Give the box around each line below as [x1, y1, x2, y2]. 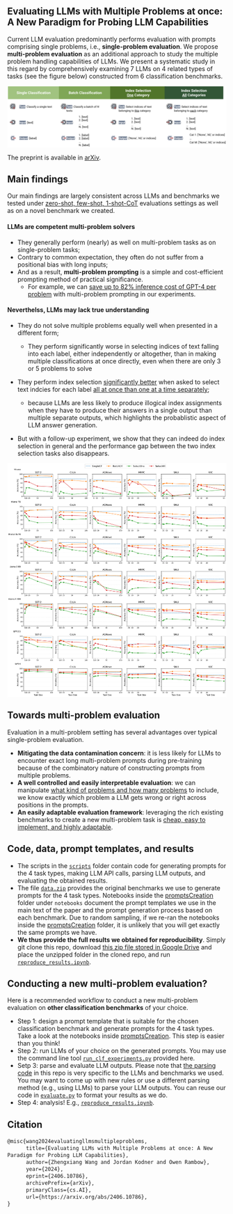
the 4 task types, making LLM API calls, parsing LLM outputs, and [17, 869, 206, 877]
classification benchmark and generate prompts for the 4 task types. [17, 1025, 214, 1033]
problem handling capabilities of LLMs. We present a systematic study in [7, 57, 216, 65]
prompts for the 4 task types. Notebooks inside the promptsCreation [17, 891, 214, 899]
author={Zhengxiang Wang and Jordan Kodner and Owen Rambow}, [25, 1159, 210, 1166]
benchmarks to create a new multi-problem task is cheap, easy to [17, 815, 206, 823]
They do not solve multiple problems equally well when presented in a [17, 321, 218, 329]
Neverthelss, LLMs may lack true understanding [7, 306, 150, 314]
